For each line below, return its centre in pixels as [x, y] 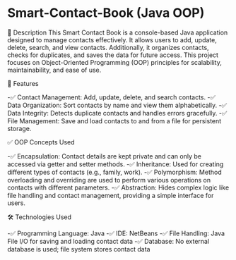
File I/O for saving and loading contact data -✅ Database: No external [108, 241]
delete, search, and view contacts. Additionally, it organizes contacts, [108, 47]
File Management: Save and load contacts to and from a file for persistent [114, 120]
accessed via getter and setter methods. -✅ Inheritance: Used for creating [116, 164]
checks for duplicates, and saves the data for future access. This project [113, 55]
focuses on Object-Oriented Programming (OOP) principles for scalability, [115, 62]
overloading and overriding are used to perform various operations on [109, 180]
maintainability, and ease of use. [54, 70]
